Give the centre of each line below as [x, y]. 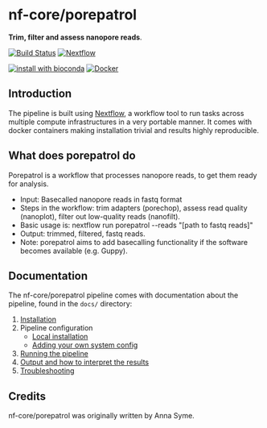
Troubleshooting [47, 371]
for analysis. [29, 184]
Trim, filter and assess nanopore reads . [75, 37]
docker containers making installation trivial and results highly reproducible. [134, 130]
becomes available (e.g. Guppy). [74, 251]
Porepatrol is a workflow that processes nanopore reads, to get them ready [133, 175]
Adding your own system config [85, 345]
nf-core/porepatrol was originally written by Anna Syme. [101, 416]
